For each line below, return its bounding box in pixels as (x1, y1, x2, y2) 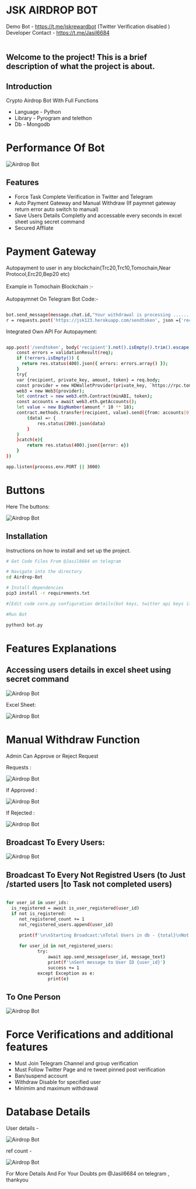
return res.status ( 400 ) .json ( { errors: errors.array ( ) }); (21, 361, 169, 367)
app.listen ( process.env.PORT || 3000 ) (6, 464, 100, 469)
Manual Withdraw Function (6, 733, 140, 746)
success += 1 (47, 965, 80, 970)
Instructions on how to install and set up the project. (6, 547, 131, 554)
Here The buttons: (6, 503, 50, 510)
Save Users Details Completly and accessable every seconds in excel (14, 212, 182, 219)
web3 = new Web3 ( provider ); (16, 388, 85, 394)
